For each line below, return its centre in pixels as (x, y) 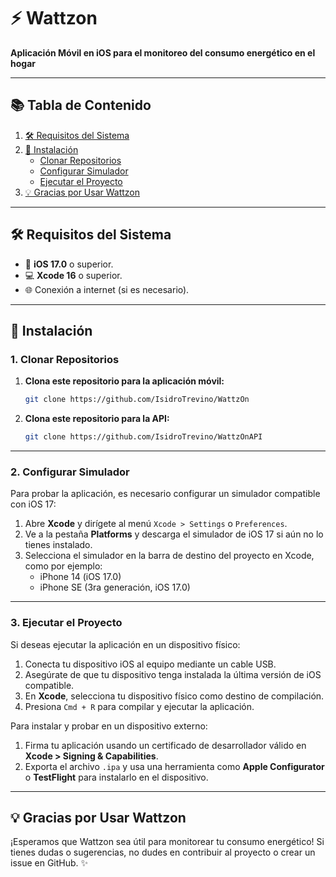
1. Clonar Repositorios (65, 359)
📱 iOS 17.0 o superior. (69, 264)
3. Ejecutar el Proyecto (66, 623)
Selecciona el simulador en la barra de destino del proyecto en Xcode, (169, 556)
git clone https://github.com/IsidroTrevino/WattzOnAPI (143, 437)
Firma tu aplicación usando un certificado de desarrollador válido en (165, 745)
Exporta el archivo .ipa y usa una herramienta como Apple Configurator (174, 766)
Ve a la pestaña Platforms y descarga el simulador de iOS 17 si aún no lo (174, 534)
